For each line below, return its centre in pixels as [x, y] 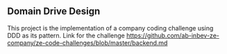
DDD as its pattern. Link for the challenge [66, 35]
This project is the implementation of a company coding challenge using [110, 28]
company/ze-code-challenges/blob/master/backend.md [87, 43]
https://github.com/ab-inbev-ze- [173, 35]
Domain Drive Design [54, 11]
